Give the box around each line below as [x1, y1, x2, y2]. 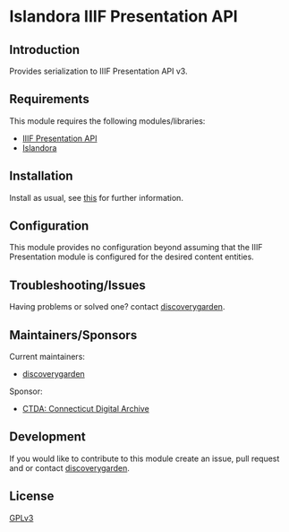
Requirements [9, 92, 89, 107]
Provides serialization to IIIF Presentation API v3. [9, 65, 188, 76]
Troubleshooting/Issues [9, 277, 146, 292]
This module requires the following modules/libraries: [9, 115, 206, 126]
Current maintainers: [9, 352, 85, 362]
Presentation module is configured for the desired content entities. [9, 251, 255, 262]
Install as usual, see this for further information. [9, 192, 183, 203]
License [9, 489, 55, 504]
